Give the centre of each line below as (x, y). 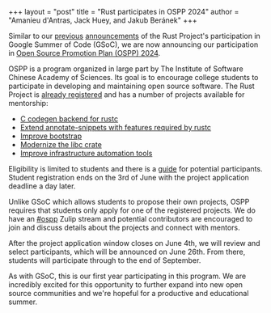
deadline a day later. (42, 186)
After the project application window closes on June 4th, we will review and (134, 243)
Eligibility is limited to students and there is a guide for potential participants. (135, 169)
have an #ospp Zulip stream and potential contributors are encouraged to (131, 219)
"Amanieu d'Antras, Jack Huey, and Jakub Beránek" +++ (103, 20)
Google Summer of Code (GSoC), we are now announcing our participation (133, 44)
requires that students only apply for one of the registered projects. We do (132, 210)
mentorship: (28, 103)
